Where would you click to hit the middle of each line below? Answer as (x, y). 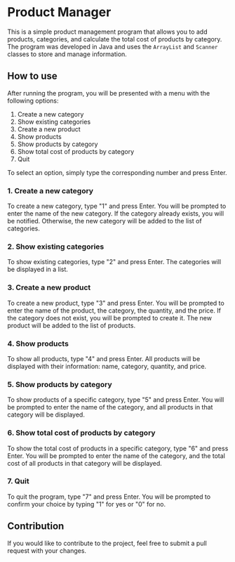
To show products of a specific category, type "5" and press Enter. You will (116, 400)
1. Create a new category (50, 190)
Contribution (36, 527)
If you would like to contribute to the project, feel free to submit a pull (107, 543)
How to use (32, 76)
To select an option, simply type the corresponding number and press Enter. (117, 172)
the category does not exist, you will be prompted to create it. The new (110, 318)
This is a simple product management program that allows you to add (107, 32)
